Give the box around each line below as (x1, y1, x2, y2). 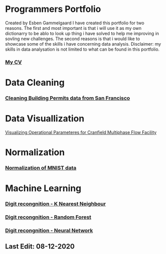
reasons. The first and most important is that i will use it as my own (5, 25, 142, 31)
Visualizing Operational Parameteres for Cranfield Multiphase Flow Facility (5, 129, 157, 135)
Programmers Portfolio (5, 3, 101, 15)
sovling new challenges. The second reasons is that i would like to (5, 36, 140, 42)
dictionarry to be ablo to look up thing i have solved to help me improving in (5, 30, 160, 36)
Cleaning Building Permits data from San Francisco (5, 94, 130, 101)
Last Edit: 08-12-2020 (5, 242, 75, 251)
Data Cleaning (5, 77, 65, 88)
